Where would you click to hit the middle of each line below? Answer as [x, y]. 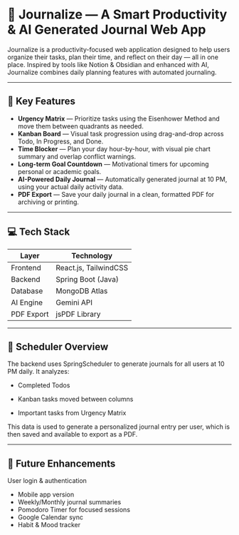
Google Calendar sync [51, 517]
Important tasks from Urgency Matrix [72, 413]
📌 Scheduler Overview [58, 346]
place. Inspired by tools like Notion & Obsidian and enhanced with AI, [108, 64]
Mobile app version [46, 494]
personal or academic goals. [59, 171]
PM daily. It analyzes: [38, 372]
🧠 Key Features [42, 102]
